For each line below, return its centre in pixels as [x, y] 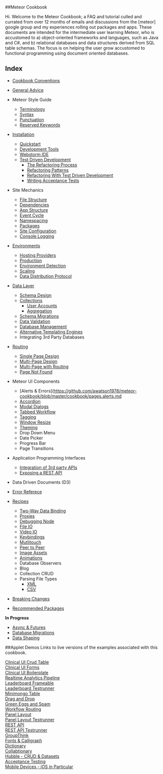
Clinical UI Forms [22, 667]
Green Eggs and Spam [28, 704]
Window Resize [35, 422]
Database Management [43, 326]
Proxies [27, 516]
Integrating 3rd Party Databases [52, 337]
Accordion [30, 401]
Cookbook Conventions [36, 80]
